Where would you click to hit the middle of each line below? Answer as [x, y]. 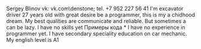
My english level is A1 [32, 40]
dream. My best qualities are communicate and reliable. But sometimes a [96, 21]
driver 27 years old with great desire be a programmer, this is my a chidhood [101, 15]
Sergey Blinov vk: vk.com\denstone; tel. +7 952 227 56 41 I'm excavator [95, 9]
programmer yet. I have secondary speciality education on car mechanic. [97, 34]
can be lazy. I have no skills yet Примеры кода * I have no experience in [96, 27]
